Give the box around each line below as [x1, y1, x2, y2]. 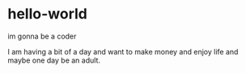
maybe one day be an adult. [7, 55, 100, 65]
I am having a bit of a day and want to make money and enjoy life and [7, 47, 239, 56]
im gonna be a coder [7, 31, 77, 41]
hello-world [7, 5, 88, 23]
